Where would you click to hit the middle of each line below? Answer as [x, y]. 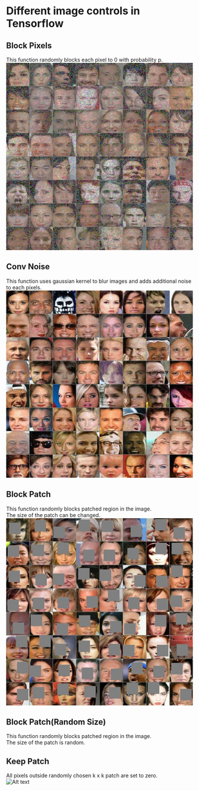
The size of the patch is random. [46, 743]
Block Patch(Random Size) [56, 722]
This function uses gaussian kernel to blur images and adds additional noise [99, 281]
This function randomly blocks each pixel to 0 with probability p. [84, 60]
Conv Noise [28, 267]
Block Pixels [29, 45]
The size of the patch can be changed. [53, 515]
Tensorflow [35, 23]
